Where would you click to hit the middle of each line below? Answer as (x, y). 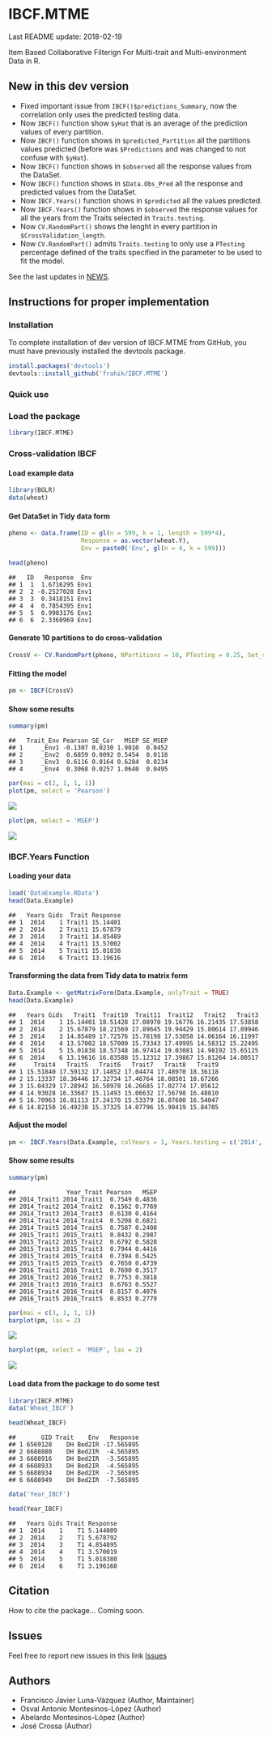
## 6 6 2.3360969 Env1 (50, 620)
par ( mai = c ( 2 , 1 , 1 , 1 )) (52, 784)
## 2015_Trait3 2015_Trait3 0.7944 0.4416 (83, 1249)
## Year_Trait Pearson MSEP (83, 1192)
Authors (30, 1681)
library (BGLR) (32, 490)
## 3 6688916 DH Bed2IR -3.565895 (74, 1459)
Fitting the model (38, 673)
